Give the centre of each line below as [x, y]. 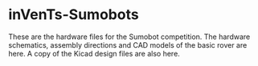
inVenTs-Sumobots [74, 15]
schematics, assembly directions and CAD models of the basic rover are [128, 45]
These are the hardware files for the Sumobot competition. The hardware [129, 37]
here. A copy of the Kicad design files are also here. [94, 53]
